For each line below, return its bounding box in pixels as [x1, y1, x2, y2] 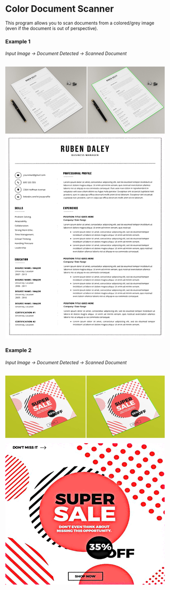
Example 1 [5, 38, 31, 45]
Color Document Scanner [5, 3, 114, 15]
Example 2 [5, 347, 32, 354]
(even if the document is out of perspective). [5, 25, 98, 31]
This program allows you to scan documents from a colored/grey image [5, 20, 155, 26]
